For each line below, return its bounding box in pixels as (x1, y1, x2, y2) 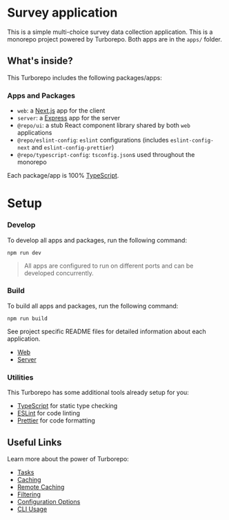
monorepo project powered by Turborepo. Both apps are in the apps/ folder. (7, 35, 222, 43)
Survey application (7, 5, 118, 21)
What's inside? (7, 55, 74, 67)
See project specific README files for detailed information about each (7, 327, 207, 335)
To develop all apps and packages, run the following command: (7, 236, 188, 244)
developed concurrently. (23, 268, 94, 277)
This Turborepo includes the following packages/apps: (7, 73, 162, 82)
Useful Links (7, 436, 62, 448)
